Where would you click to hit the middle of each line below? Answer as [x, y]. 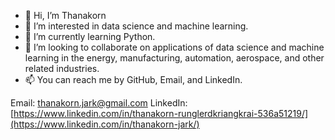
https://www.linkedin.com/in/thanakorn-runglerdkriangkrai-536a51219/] [161, 113]
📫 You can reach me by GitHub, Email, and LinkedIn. [133, 79]
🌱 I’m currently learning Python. [90, 36]
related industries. [62, 68]
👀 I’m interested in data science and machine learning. [136, 26]
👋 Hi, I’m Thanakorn [65, 15]
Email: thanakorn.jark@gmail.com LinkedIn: [99, 103]
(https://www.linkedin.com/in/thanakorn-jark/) [105, 124]
